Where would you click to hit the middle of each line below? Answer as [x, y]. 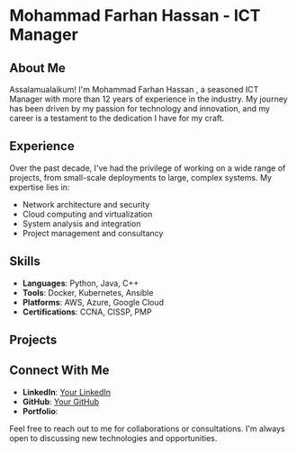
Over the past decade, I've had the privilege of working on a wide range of [148, 168]
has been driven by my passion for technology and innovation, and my [139, 108]
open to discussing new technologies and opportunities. [113, 438]
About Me [37, 68]
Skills [25, 261]
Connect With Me [59, 371]
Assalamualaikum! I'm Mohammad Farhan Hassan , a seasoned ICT [134, 89]
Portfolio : [40, 411]
